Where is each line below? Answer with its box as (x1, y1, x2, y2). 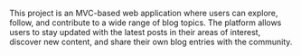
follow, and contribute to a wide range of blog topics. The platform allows (9, 17, 282, 28)
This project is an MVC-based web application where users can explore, (9, 8, 278, 18)
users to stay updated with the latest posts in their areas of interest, (9, 27, 261, 37)
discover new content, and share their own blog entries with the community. (9, 36, 293, 47)
